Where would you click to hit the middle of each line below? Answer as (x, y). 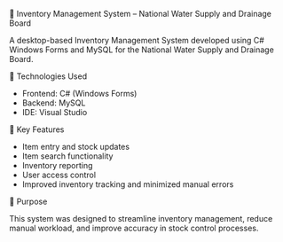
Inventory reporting (57, 165)
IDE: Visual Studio (55, 112)
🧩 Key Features (37, 129)
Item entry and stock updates (76, 147)
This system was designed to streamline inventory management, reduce (141, 219)
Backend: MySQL (54, 103)
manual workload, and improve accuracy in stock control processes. (134, 228)
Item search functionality (67, 156)
